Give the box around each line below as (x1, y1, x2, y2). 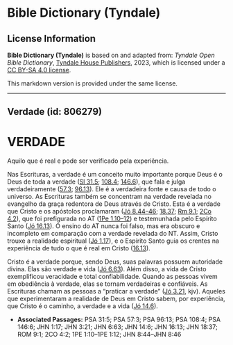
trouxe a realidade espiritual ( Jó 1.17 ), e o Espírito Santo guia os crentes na (7, 236, 220, 245)
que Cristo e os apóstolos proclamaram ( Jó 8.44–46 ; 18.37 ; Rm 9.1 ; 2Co (7, 207, 212, 216)
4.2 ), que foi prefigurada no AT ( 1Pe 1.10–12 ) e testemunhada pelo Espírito (7, 214, 217, 223)
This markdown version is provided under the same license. (7, 79, 178, 88)
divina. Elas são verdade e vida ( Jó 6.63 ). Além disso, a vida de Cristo (7, 265, 207, 273)
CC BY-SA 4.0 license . (7, 66, 71, 74)
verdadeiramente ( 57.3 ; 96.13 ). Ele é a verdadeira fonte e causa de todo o (7, 185, 216, 193)
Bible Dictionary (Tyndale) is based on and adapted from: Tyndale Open (7, 51, 215, 59)
